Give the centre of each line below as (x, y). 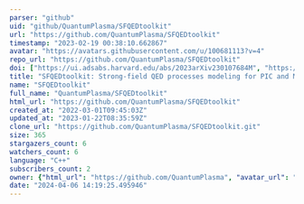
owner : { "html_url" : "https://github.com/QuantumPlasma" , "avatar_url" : (149, 177)
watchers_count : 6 (44, 152)
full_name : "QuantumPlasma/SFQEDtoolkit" (89, 93)
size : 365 (28, 135)
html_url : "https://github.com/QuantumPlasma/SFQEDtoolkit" (125, 102)
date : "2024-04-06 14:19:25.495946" (78, 186)
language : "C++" (40, 160)
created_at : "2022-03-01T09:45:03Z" (78, 110)
